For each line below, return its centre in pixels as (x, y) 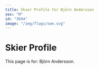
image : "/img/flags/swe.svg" (35, 23)
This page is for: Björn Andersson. (40, 62)
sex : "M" (14, 14)
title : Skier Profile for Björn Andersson (49, 10)
